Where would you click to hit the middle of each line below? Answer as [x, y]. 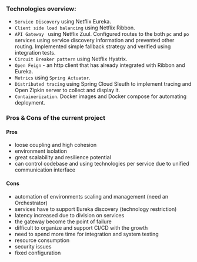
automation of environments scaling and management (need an [91, 196]
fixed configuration [38, 253]
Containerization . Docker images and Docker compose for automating [101, 96]
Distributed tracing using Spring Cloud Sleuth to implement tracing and [103, 84]
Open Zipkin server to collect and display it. [67, 90]
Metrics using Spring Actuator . [53, 78]
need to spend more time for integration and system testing [86, 234]
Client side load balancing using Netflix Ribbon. [75, 28]
